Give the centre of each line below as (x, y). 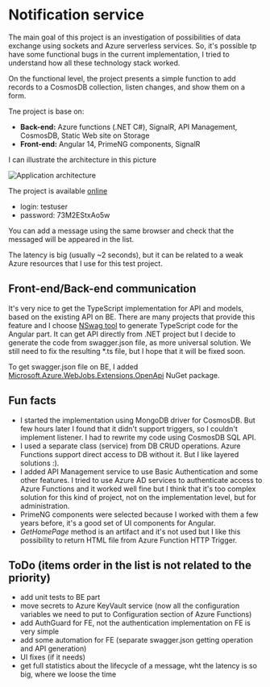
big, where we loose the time (68, 674)
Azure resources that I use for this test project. (85, 263)
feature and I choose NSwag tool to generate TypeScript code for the (123, 325)
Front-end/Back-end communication (102, 289)
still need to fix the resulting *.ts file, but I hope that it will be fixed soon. (127, 351)
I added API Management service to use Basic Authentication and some (139, 471)
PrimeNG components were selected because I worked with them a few (139, 514)
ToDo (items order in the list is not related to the (130, 565)
